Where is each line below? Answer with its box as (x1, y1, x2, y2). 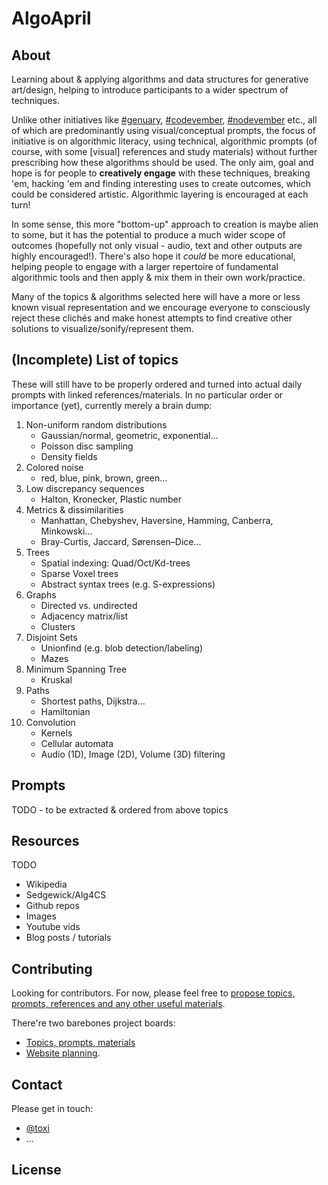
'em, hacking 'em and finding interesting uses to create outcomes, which (11, 178, 311, 189)
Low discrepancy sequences (25, 482, 145, 494)
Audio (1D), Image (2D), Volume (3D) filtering (40, 748, 226, 760)
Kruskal (40, 673, 73, 686)
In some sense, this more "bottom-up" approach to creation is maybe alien (11, 218, 319, 230)
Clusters (40, 620, 76, 632)
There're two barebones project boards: (11, 1017, 176, 1029)
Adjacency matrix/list (40, 610, 128, 622)
